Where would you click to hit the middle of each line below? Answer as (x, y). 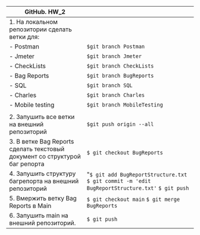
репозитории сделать (41, 29)
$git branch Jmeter (114, 56)
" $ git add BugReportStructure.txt (137, 174)
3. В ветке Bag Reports (42, 141)
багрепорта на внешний (44, 181)
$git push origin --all (120, 124)
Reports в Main (30, 206)
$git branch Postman (115, 46)
